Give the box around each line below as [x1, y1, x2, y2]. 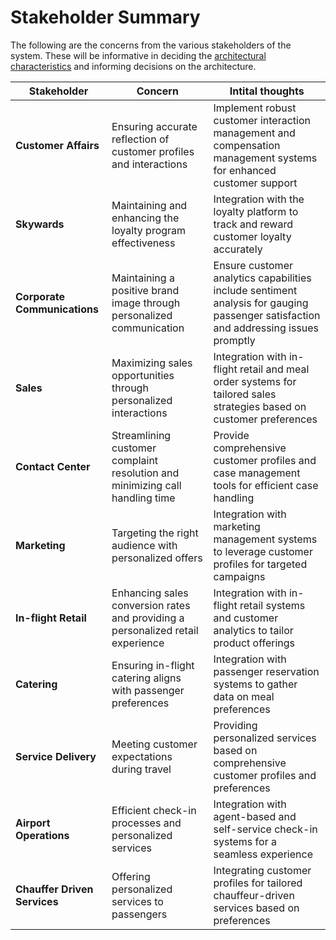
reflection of [111, 132, 170, 146]
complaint [111, 453, 159, 467]
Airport [15, 816, 51, 830]
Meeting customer [111, 737, 198, 751]
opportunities [111, 368, 175, 382]
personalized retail [111, 623, 199, 637]
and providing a [111, 611, 185, 625]
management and [213, 126, 296, 140]
